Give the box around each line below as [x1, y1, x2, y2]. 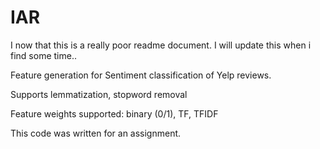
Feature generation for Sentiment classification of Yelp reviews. [10, 69, 272, 81]
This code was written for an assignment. [10, 127, 182, 139]
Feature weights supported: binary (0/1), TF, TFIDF [10, 107, 219, 120]
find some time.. [10, 49, 77, 61]
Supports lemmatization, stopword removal [10, 88, 188, 100]
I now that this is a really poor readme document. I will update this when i [10, 39, 312, 51]
